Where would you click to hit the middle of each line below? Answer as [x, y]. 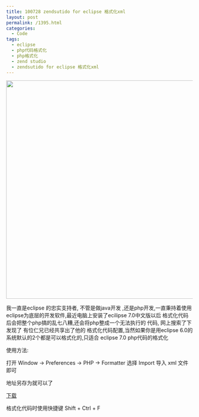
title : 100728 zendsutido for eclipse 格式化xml [66, 12]
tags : [13, 39]
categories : [21, 28]
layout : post [22, 17]
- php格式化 [25, 56]
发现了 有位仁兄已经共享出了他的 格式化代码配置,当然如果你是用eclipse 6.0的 [99, 330]
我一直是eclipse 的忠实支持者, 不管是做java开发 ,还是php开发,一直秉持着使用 [99, 308]
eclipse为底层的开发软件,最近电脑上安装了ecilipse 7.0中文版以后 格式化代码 [97, 315]
